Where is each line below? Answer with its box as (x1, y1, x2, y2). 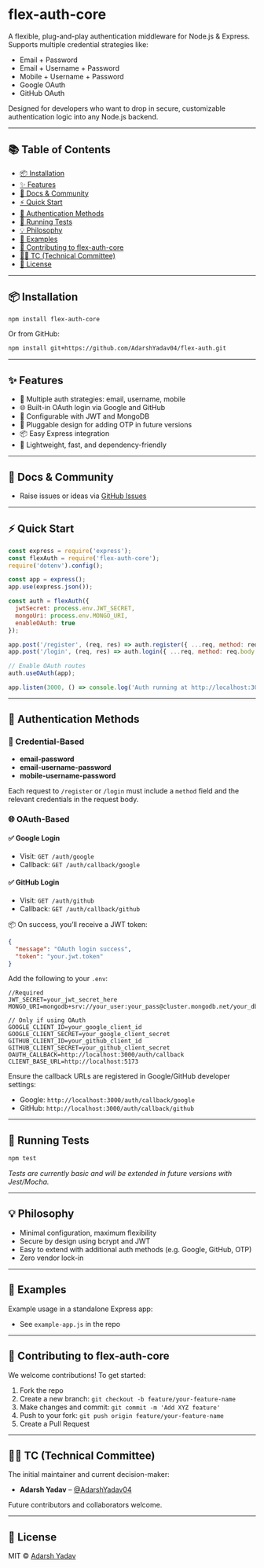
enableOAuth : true (15, 619, 76, 627)
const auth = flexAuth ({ (8, 597, 90, 606)
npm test (8, 1155, 37, 1163)
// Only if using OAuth (8, 1017, 86, 1024)
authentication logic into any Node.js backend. (8, 112, 159, 121)
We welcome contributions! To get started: (8, 1370, 146, 1379)
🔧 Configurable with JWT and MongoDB (19, 412, 150, 421)
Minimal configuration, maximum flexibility (19, 1228, 157, 1237)
